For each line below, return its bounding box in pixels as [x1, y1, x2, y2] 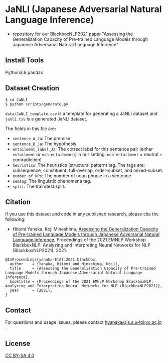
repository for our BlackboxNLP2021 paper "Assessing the [12, 31, 133, 37]
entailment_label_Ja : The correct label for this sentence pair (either [12, 146, 153, 152]
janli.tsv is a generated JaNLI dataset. [5, 115, 88, 122]
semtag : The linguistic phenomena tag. [12, 178, 92, 184]
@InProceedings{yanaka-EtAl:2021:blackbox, [5, 257, 98, 262]
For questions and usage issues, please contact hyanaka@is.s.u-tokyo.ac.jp [5, 319, 162, 325]
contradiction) [12, 157, 42, 163]
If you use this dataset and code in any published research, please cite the [5, 211, 159, 217]
